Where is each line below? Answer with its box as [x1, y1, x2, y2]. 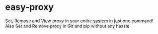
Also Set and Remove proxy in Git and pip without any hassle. [5, 23, 131, 29]
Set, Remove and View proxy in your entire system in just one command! [5, 18, 154, 24]
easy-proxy [5, 1, 54, 13]
